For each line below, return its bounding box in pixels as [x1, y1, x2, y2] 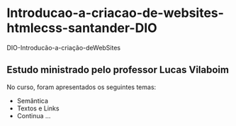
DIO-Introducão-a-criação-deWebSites [6, 43, 121, 52]
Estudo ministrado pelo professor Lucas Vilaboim [6, 64, 230, 76]
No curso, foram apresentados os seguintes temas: [6, 83, 157, 91]
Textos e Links [16, 104, 60, 113]
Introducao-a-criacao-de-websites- [6, 5, 225, 21]
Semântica [16, 96, 49, 105]
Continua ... [16, 111, 51, 120]
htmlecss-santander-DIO [6, 20, 157, 36]
